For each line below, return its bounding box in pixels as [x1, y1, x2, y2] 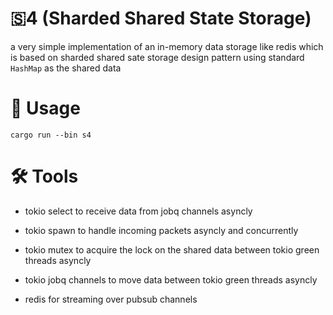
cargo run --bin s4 [10, 130, 92, 140]
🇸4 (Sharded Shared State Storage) [10, 7, 312, 30]
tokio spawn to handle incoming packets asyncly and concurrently [24, 224, 299, 236]
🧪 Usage [10, 97, 81, 120]
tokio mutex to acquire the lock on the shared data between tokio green [24, 243, 320, 256]
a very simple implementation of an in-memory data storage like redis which [10, 40, 324, 52]
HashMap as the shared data [10, 62, 122, 74]
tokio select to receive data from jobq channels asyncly [24, 205, 253, 217]
